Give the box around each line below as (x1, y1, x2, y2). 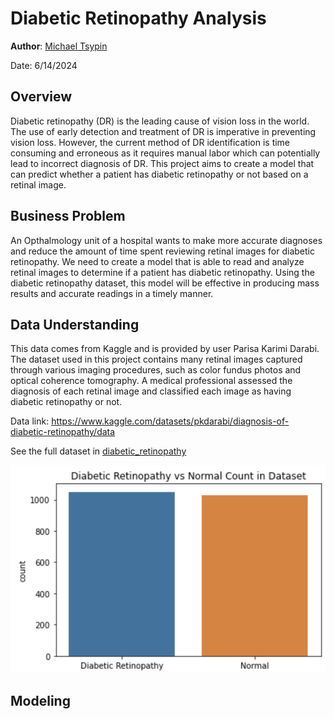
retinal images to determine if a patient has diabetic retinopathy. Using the (10, 266, 315, 278)
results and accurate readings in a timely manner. (10, 287, 214, 299)
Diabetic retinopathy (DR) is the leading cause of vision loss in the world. (10, 115, 310, 127)
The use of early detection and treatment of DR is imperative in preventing (10, 125, 317, 137)
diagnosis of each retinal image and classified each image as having (10, 385, 292, 397)
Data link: (10, 415, 50, 427)
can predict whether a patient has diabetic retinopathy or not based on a (10, 168, 309, 180)
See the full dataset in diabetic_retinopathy (10, 445, 187, 457)
